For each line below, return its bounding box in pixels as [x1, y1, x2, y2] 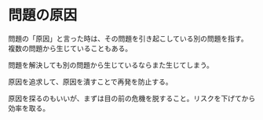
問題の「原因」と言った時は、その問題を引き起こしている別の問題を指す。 [8, 34, 249, 43]
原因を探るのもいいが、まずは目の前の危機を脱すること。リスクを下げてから [8, 93, 256, 103]
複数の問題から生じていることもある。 [8, 43, 132, 53]
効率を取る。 [8, 103, 49, 113]
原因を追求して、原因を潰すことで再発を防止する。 [8, 77, 173, 86]
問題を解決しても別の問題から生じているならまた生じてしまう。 [8, 60, 214, 70]
